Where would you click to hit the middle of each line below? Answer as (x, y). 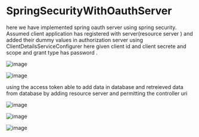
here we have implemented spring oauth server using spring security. (91, 27)
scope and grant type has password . (52, 52)
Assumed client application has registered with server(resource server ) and (100, 33)
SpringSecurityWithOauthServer (89, 11)
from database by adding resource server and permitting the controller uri (97, 93)
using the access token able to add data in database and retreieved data (95, 87)
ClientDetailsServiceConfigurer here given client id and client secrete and (96, 46)
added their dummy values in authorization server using (74, 40)
